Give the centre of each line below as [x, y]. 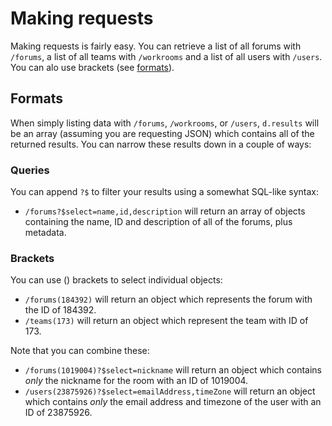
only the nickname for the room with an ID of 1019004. [136, 381]
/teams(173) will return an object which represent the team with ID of [166, 321]
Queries [30, 170]
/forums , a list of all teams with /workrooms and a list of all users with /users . [166, 56]
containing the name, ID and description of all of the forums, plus [158, 222]
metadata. [45, 233]
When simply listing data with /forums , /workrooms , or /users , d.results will [165, 123]
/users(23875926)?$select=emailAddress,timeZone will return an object [170, 391]
